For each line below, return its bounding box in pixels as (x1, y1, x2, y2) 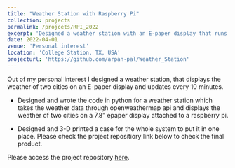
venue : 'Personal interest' (7, 43, 90, 50)
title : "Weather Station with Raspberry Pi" (7, 10, 140, 17)
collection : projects (7, 17, 71, 24)
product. (17, 139, 43, 148)
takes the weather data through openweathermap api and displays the (17, 103, 221, 112)
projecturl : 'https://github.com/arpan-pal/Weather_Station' (7, 56, 190, 63)
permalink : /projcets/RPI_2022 (7, 23, 99, 30)
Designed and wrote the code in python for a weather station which (17, 96, 213, 104)
